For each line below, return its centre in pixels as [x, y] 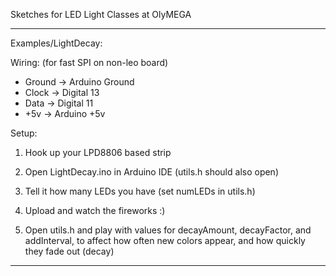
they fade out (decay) [69, 251]
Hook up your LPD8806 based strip [98, 152]
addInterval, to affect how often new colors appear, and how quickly [165, 240]
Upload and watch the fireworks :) [95, 210]
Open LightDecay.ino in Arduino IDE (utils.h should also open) [151, 172]
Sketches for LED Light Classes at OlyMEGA [101, 14]
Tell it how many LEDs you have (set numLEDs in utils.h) [140, 191]
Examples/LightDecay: [56, 43]
